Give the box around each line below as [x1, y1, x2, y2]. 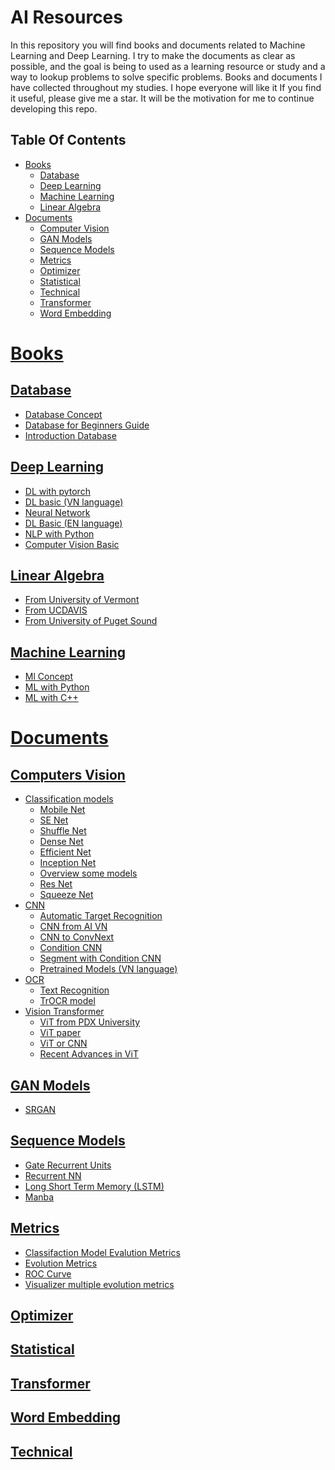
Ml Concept [24, 671, 73, 683]
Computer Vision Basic [24, 538, 120, 550]
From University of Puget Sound [24, 615, 158, 627]
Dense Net [39, 836, 84, 848]
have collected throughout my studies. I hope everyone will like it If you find [10, 81, 322, 93]
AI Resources [10, 6, 123, 29]
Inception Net [39, 857, 97, 869]
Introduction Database [24, 429, 117, 441]
